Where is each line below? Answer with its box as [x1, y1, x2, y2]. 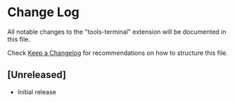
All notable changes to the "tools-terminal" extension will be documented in [7, 27, 227, 36]
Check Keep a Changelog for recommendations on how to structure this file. [7, 49, 229, 57]
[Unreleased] [7, 69, 67, 81]
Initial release [17, 87, 56, 96]
